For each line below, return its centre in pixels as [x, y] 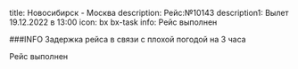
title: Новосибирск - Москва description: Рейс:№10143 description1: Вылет [149, 13]
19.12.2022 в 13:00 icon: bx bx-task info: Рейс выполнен [113, 22]
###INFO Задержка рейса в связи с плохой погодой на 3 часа [128, 39]
